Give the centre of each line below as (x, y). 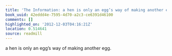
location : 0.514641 (26, 29)
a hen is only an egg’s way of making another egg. (58, 48)
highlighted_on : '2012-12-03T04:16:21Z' (49, 24)
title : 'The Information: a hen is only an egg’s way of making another (84, 10)
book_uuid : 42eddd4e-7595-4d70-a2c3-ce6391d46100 (59, 15)
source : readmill (24, 34)
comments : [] (19, 19)
